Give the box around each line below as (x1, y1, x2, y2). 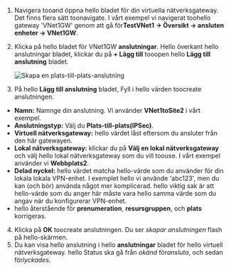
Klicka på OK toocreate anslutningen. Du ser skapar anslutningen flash (14, 226, 222, 233)
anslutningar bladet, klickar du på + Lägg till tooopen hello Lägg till (14, 50, 211, 58)
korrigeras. (14, 212, 47, 220)
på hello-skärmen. (14, 233, 68, 241)
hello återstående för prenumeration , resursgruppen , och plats (14, 204, 203, 212)
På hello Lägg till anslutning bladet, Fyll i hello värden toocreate (14, 85, 202, 93)
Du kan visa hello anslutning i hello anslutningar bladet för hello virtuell (14, 240, 223, 249)
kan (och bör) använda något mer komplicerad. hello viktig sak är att (14, 182, 215, 190)
